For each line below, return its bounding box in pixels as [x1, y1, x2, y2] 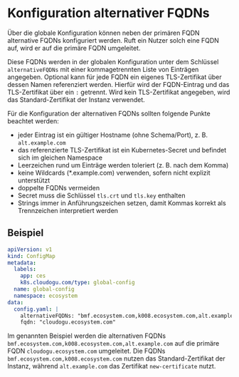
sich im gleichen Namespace [17, 153, 103, 162]
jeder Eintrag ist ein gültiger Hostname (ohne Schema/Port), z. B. [17, 130, 208, 139]
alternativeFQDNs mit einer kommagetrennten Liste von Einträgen [7, 65, 199, 73]
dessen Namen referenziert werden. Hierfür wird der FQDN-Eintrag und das [7, 80, 230, 88]
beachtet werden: [7, 116, 59, 125]
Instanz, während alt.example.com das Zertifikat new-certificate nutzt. [7, 362, 216, 371]
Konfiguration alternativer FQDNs [7, 5, 210, 21]
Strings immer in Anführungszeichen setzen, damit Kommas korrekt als [17, 198, 226, 207]
